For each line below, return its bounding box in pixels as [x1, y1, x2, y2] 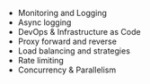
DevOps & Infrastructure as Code [17, 27, 141, 37]
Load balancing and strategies [17, 46, 130, 56]
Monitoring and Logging [17, 8, 108, 18]
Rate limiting [17, 55, 65, 65]
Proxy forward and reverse [17, 36, 117, 46]
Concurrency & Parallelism [17, 64, 117, 75]
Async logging [17, 17, 72, 28]
